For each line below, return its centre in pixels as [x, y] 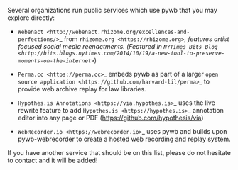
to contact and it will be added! [53, 160]
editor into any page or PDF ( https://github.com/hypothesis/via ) [110, 118]
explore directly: [31, 18]
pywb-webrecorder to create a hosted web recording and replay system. [124, 139]
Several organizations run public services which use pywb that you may [113, 10]
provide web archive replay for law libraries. [82, 89]
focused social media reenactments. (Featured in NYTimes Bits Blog [118, 46]
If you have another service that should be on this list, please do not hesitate [119, 153]
